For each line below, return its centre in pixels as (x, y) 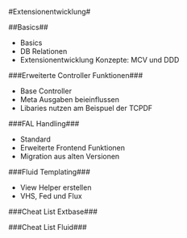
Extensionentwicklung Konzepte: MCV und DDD (100, 60)
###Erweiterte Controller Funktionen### (76, 75)
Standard (35, 139)
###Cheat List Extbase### (53, 211)
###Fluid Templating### (50, 172)
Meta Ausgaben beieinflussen (69, 99)
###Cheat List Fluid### (48, 227)
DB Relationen (44, 51)
